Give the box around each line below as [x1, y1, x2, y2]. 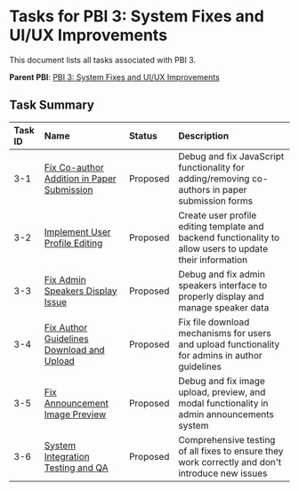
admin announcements [177, 407, 274, 420]
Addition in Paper [44, 172, 117, 184]
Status [128, 129, 158, 141]
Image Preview [44, 407, 107, 420]
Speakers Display [44, 285, 117, 297]
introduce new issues [177, 467, 268, 479]
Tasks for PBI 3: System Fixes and [9, 6, 264, 27]
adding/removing [177, 172, 250, 184]
